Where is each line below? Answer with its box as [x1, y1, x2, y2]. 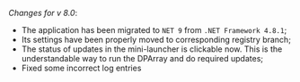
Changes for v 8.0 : [8, 8, 78, 18]
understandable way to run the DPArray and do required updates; [21, 53, 264, 63]
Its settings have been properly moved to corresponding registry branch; [21, 35, 291, 45]
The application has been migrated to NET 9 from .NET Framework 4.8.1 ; [21, 25, 287, 35]
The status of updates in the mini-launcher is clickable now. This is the [21, 44, 283, 54]
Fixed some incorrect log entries [21, 62, 142, 73]
